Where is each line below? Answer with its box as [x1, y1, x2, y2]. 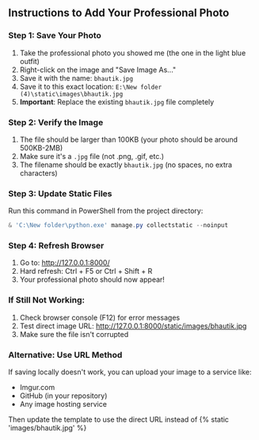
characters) [19, 168, 58, 177]
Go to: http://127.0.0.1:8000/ [19, 258, 110, 267]
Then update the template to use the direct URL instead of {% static [8, 415, 230, 424]
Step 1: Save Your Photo [8, 30, 101, 41]
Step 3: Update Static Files [8, 188, 112, 199]
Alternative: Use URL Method [8, 349, 123, 360]
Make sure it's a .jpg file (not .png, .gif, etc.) [19, 151, 165, 161]
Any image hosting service [19, 400, 107, 409]
